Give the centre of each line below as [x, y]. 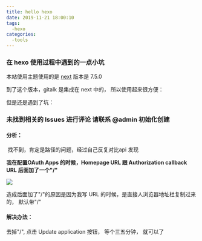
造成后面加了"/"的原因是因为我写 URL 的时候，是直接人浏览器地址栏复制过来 [101, 194]
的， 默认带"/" [24, 202]
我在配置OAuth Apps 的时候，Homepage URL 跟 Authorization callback [97, 163]
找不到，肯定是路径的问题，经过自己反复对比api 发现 [73, 150]
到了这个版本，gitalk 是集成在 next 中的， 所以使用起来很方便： [85, 90]
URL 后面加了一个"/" [32, 170]
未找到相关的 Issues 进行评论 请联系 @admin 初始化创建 [88, 120]
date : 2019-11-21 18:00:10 [40, 18]
